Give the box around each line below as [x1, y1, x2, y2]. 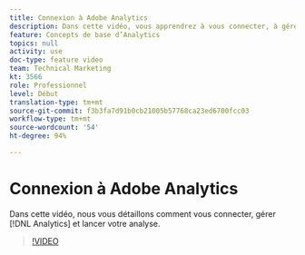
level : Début [9, 89, 59, 98]
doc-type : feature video [9, 55, 103, 64]
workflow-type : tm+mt [9, 114, 92, 123]
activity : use [9, 47, 64, 56]
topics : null [9, 38, 59, 48]
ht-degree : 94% [9, 132, 67, 141]
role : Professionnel [9, 81, 88, 90]
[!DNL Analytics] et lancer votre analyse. [9, 218, 161, 229]
